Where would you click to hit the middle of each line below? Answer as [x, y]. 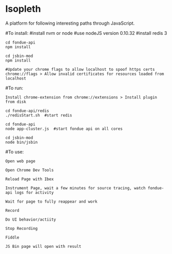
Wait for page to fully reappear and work [51, 201]
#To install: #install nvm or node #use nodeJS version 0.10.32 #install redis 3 [86, 33]
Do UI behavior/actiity [31, 219]
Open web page [21, 161]
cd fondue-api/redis [27, 111]
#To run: [14, 88]
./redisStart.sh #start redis [39, 115]
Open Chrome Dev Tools [30, 170]
